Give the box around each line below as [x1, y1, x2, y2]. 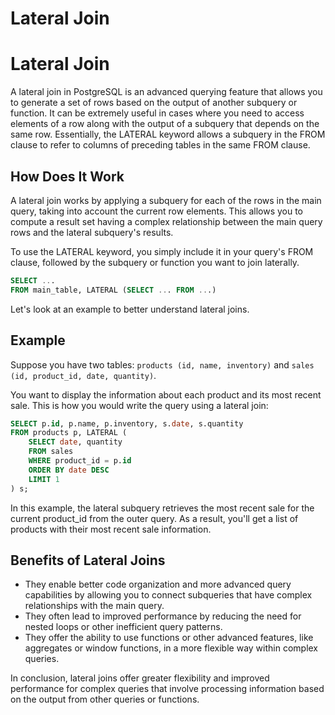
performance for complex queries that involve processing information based [10, 683, 325, 695]
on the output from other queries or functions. [10, 693, 200, 706]
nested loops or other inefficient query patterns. [24, 621, 223, 633]
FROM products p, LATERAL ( [10, 428, 128, 438]
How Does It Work [10, 168, 125, 185]
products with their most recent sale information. [10, 523, 212, 535]
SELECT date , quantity [28, 437, 123, 447]
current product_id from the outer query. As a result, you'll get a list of [10, 512, 299, 524]
